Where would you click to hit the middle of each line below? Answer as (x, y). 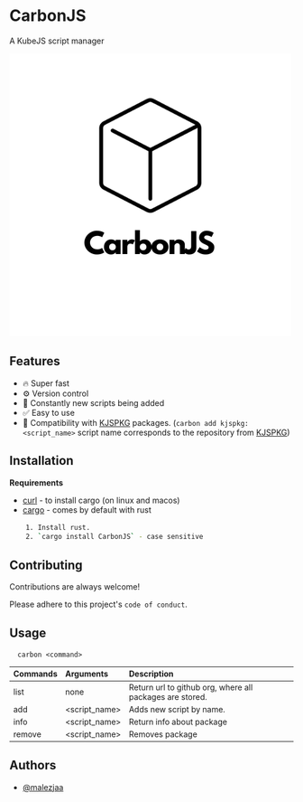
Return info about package (178, 722)
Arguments (87, 674)
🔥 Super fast (46, 383)
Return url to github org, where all (191, 687)
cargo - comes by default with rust (87, 510)
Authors (33, 765)
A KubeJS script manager (57, 41)
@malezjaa (43, 787)
